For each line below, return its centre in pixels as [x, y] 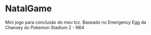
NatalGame [29, 9]
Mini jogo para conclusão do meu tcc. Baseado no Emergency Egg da [76, 22]
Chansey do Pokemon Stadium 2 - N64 [45, 27]
